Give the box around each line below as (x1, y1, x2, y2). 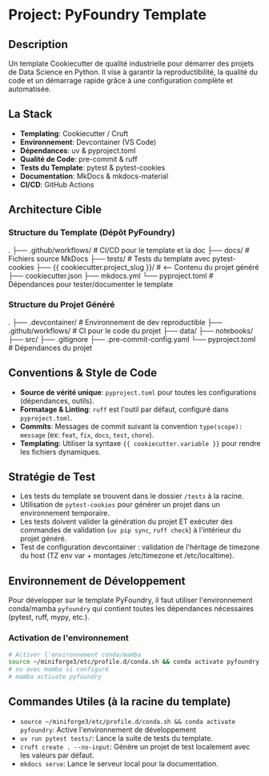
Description (8, 38, 68, 51)
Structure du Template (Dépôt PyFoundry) (8, 227, 175, 238)
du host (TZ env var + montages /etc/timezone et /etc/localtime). (19, 551, 235, 561)
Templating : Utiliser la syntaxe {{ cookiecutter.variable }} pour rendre (19, 438, 261, 448)
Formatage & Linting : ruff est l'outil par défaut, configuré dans (19, 404, 229, 414)
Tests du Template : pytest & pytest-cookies (19, 163, 166, 172)
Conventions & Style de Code (8, 366, 158, 380)
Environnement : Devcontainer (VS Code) (19, 137, 157, 147)
